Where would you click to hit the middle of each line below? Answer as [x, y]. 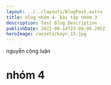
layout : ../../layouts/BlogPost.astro [54, 12]
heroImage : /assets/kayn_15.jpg [46, 34]
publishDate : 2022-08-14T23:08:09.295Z [56, 28]
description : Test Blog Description [52, 23]
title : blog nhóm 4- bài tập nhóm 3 [52, 17]
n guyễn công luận [28, 51]
